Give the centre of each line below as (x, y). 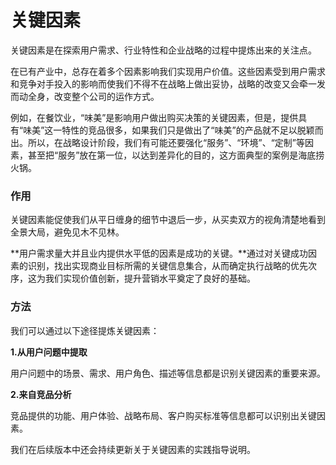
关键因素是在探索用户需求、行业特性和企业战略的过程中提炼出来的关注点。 (163, 50)
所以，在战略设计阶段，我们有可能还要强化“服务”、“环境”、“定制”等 (166, 142)
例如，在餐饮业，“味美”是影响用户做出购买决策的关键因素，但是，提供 (154, 117)
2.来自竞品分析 (41, 394)
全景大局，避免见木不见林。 (67, 232)
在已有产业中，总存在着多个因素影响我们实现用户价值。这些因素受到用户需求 (168, 71)
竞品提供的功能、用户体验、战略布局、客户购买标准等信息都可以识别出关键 (163, 415)
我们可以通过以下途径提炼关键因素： (85, 330)
